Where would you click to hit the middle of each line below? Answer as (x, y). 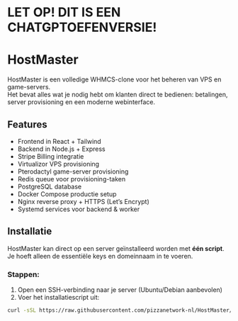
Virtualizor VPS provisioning (58, 164)
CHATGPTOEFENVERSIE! (82, 27)
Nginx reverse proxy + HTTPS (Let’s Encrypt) (84, 201)
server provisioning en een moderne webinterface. (81, 102)
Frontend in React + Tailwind (59, 141)
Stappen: (24, 274)
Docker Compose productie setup (67, 194)
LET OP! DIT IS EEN (64, 12)
